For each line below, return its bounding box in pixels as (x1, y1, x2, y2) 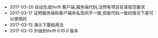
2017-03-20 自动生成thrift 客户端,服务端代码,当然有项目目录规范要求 (9, 4, 145, 9)
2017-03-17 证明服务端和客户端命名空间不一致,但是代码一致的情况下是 (9, 10, 149, 16)
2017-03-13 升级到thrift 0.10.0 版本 (9, 28, 79, 33)
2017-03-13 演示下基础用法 (9, 22, 64, 28)
